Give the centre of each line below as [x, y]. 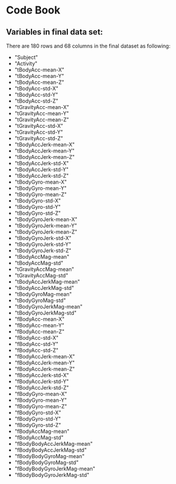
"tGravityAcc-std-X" [39, 126]
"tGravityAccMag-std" [41, 275]
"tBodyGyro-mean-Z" [41, 194]
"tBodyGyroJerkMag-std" [46, 313]
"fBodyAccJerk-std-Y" [42, 381]
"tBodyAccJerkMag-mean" [47, 282]
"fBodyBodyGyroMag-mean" [49, 456]
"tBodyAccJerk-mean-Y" [44, 151]
